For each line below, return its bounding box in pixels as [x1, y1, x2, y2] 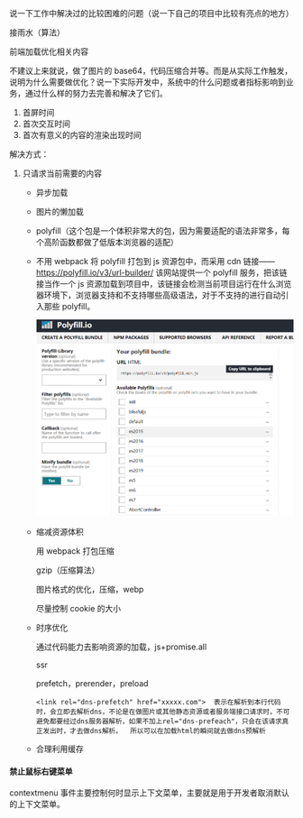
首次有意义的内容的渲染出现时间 [22, 130, 142, 140]
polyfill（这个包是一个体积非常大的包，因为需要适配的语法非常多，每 [35, 225, 290, 236]
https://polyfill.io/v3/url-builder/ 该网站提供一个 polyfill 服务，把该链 [35, 267, 288, 278]
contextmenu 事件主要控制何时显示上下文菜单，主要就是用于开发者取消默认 [9, 787, 290, 798]
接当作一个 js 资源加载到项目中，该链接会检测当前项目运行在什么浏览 [35, 279, 292, 289]
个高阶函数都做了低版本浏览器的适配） [35, 237, 179, 247]
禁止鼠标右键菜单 [9, 766, 73, 777]
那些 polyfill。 [43, 301, 96, 311]
